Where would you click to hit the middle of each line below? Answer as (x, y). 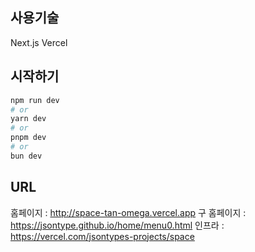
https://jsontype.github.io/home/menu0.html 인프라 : (117, 225)
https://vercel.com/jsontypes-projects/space (102, 236)
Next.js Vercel (39, 42)
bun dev (26, 156)
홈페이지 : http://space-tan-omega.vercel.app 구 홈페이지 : (128, 212)
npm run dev (35, 100)
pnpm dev (28, 138)
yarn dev (28, 119)
